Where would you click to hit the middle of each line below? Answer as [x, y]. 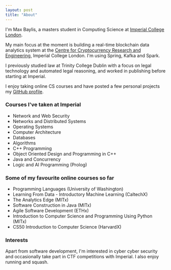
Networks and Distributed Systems [49, 121]
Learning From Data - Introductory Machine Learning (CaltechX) [80, 194]
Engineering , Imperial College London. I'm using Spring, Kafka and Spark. [83, 55]
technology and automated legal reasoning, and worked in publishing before [86, 71]
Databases [24, 137]
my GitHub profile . [25, 91]
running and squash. [27, 262]
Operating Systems [33, 127]
